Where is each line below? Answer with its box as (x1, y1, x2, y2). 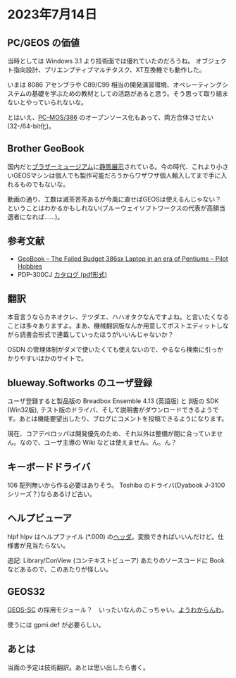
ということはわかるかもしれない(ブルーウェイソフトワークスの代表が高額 (7, 204, 220, 212)
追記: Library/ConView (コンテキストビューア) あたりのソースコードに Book (7, 556, 225, 565)
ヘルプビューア (7, 512, 73, 524)
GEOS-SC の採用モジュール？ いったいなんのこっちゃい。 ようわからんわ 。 (7, 605, 228, 614)
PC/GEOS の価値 (7, 37, 80, 49)
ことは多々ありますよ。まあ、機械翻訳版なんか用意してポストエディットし (7, 321, 223, 330)
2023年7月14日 (7, 6, 97, 23)
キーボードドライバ (7, 461, 91, 473)
